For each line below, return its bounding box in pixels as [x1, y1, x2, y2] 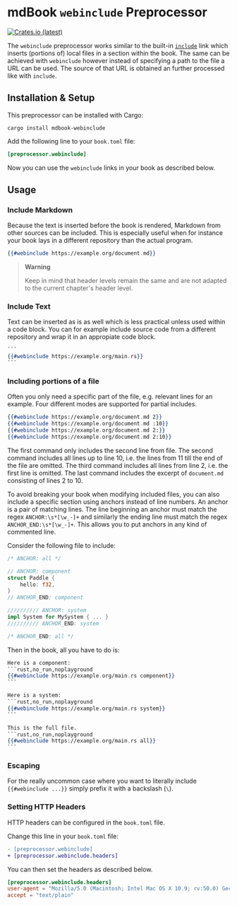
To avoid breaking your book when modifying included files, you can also [7, 490, 220, 498]
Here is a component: [7, 659, 71, 666]
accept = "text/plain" [7, 892, 74, 899]
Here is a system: [7, 692, 61, 699]
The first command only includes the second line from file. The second [7, 446, 213, 454]
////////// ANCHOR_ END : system [7, 620, 99, 627]
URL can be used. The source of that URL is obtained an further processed [7, 64, 225, 72]
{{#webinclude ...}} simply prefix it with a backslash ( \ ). [7, 784, 174, 793]
